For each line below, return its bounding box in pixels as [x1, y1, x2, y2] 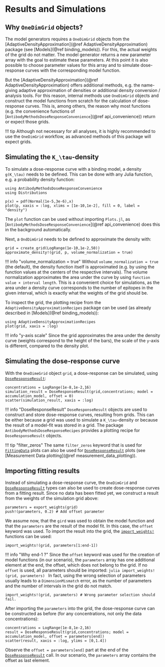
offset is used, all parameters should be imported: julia [5, 567, 120, 574]
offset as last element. [5, 658, 50, 664]
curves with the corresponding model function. [25, 67, 121, 73]
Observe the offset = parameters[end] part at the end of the [5, 647, 129, 653]
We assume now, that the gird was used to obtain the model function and [5, 518, 154, 524]
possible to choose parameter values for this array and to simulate [5, 62, 139, 68]
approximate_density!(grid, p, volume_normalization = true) [5, 250, 133, 255]
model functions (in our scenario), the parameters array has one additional [5, 557, 155, 563]
